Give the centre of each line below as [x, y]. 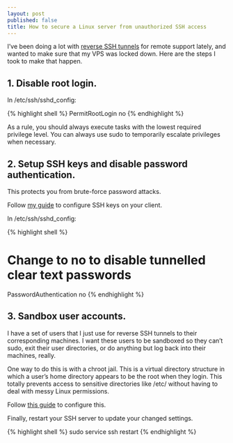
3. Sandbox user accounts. [67, 316]
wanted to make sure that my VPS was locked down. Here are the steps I [111, 54]
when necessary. [32, 142]
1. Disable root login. [52, 83]
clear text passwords [70, 275]
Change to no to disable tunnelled [107, 261]
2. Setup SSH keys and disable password [97, 164]
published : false [32, 20]
